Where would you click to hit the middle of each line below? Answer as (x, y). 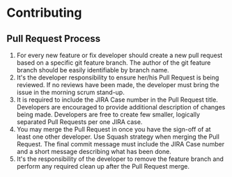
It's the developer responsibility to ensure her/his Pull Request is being (118, 77)
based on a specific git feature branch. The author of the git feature (114, 63)
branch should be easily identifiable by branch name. (93, 70)
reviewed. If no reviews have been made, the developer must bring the (118, 85)
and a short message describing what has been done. (94, 152)
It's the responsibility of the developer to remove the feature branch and (120, 159)
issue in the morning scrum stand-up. (70, 92)
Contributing (44, 13)
